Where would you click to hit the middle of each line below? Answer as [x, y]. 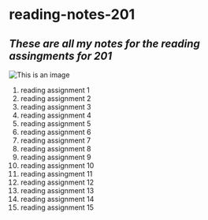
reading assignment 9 [56, 157]
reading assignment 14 [57, 199]
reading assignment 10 [57, 166]
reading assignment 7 [56, 140]
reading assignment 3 [56, 107]
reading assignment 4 [56, 115]
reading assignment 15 [57, 207]
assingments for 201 [61, 56]
